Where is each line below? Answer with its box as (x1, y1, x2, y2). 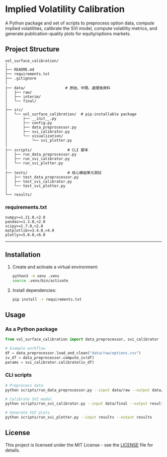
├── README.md (5, 67, 35, 72)
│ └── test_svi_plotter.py (5, 183, 66, 188)
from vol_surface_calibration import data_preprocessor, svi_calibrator (5, 337, 159, 342)
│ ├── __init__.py (5, 116, 57, 121)
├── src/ (5, 107, 23, 112)
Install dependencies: (12, 287, 57, 293)
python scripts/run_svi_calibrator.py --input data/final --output (5, 401, 148, 406)
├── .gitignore (5, 76, 37, 81)
